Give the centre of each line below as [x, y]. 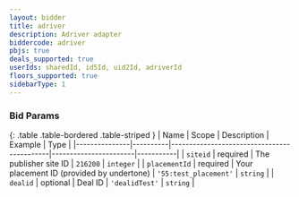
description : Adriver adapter [66, 34]
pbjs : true [30, 51]
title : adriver [38, 26]
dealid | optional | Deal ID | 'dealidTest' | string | [102, 182]
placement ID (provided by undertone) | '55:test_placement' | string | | [142, 173]
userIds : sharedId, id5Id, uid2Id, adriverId [95, 68]
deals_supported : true [51, 59]
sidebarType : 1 [38, 84]
